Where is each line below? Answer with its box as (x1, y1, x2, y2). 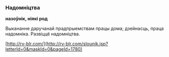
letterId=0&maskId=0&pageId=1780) (5, 46, 83, 52)
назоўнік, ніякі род (5, 16, 48, 22)
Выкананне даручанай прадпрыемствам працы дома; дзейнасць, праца (5, 25, 164, 32)
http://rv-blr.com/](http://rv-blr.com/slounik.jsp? (7, 41, 108, 47)
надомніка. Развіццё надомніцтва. (5, 31, 81, 37)
